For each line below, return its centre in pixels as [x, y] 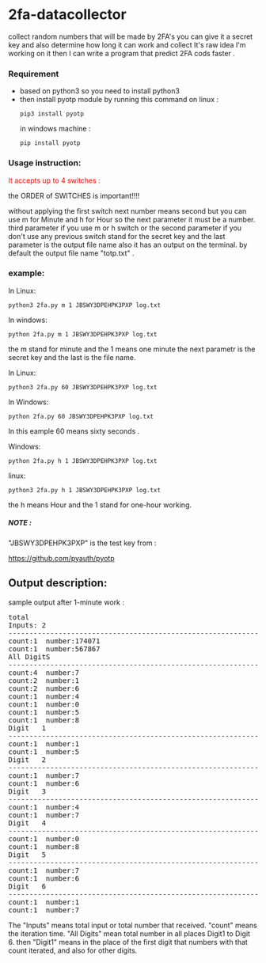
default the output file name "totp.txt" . [71, 253]
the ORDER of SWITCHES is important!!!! [74, 195]
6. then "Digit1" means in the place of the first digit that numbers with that [128, 942]
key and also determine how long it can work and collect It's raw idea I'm [127, 44]
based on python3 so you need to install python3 [100, 91]
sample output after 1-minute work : [66, 602]
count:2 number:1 [44, 681]
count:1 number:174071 [54, 641]
